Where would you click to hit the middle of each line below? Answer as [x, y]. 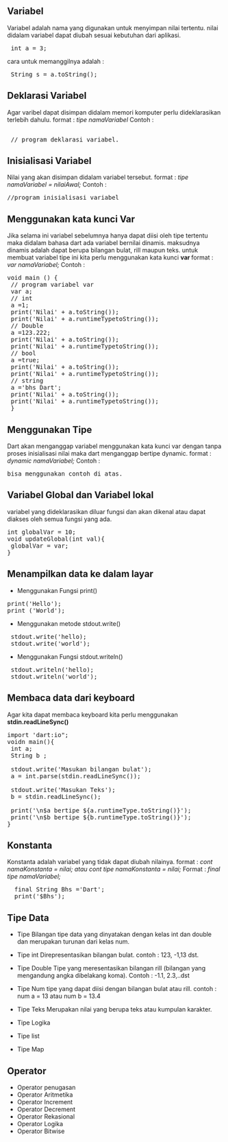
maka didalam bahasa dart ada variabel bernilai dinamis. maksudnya [103, 243]
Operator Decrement [46, 1109]
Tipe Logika [34, 1023]
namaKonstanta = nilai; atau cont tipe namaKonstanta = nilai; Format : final [114, 869]
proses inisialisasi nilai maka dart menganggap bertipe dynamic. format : [110, 454]
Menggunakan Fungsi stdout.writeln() [70, 656]
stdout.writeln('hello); [52, 669]
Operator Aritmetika [45, 1095]
